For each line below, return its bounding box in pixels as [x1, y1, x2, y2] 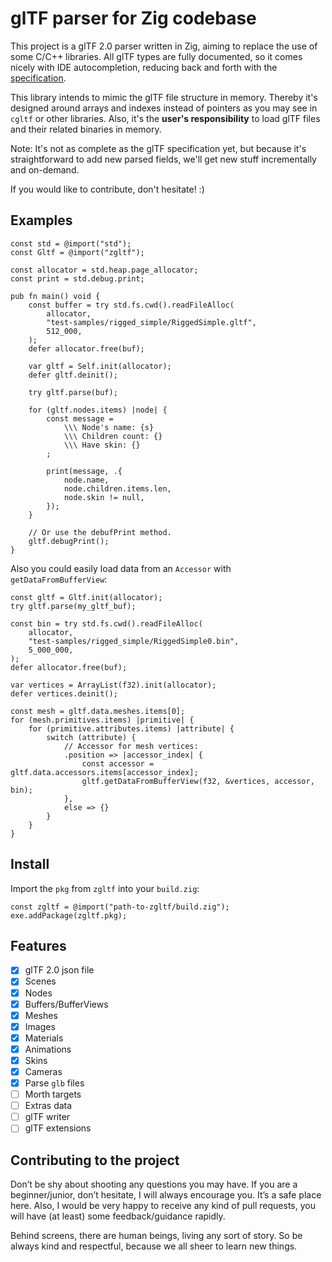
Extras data [24, 1100, 73, 1112]
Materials [24, 1032, 64, 1044]
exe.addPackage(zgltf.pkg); [10, 910, 128, 921]
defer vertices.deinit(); [10, 688, 118, 699]
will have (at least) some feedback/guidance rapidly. [10, 1210, 226, 1222]
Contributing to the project [10, 1152, 180, 1169]
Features [10, 937, 67, 954]
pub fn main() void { [10, 291, 101, 301]
